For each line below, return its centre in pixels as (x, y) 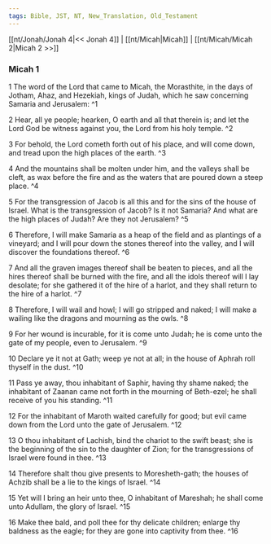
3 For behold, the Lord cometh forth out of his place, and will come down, (132, 144)
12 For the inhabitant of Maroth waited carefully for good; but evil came (127, 415)
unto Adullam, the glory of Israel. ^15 (70, 507)
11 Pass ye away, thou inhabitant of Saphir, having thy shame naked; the (129, 383)
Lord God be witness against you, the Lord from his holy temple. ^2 (121, 128)
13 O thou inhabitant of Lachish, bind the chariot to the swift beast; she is (131, 440)
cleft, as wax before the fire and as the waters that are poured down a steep (136, 177)
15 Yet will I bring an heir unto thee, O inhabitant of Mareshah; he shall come (136, 498)
